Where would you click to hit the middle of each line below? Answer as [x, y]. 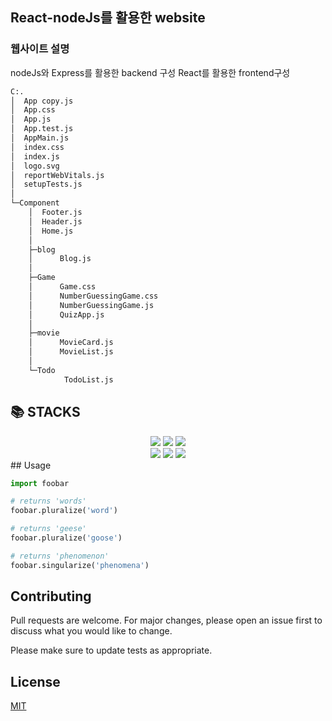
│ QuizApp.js [66, 314]
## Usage [31, 465]
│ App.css [33, 110]
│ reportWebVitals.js [57, 175]
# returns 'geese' [48, 529]
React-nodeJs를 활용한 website [108, 18]
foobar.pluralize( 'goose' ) [66, 538]
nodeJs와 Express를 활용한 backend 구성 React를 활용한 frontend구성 [150, 72]
